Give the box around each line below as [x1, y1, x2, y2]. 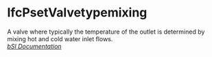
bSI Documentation [7, 42, 62, 50]
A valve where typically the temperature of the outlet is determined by [7, 27, 205, 36]
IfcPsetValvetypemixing [7, 5, 148, 21]
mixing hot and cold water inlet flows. [7, 34, 113, 43]
